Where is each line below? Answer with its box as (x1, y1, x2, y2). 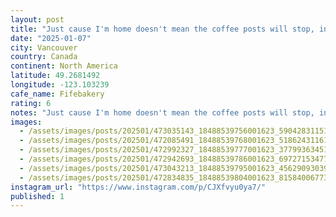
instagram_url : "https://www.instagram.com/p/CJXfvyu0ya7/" (10, 182, 267, 192)
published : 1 (10, 191, 65, 201)
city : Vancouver (10, 42, 78, 53)
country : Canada (10, 52, 78, 62)
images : (10, 117, 43, 127)
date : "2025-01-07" (10, 33, 92, 43)
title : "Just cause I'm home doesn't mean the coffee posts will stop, (10, 24, 315, 34)
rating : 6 (10, 98, 52, 108)
